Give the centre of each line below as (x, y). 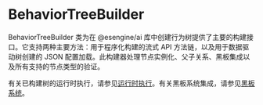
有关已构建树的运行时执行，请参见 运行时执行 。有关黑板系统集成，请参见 (124, 83)
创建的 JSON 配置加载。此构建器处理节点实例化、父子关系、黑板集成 (133, 56)
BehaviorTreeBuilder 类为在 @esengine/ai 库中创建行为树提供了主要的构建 (128, 37)
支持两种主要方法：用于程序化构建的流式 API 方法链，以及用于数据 (135, 47)
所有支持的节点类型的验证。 (59, 66)
